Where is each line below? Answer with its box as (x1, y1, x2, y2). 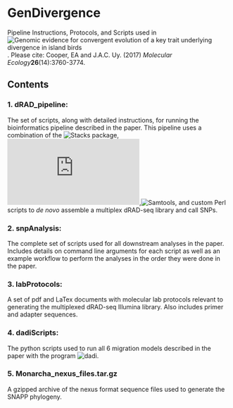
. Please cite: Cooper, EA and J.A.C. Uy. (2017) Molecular (7, 51, 172, 59)
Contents (7, 79, 49, 91)
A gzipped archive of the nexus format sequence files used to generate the (7, 385, 225, 393)
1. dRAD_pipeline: (7, 100, 68, 110)
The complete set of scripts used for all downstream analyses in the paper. (7, 239, 225, 247)
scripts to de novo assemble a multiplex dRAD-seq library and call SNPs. (7, 206, 218, 214)
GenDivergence (7, 5, 101, 21)
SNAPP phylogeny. (7, 392, 62, 401)
